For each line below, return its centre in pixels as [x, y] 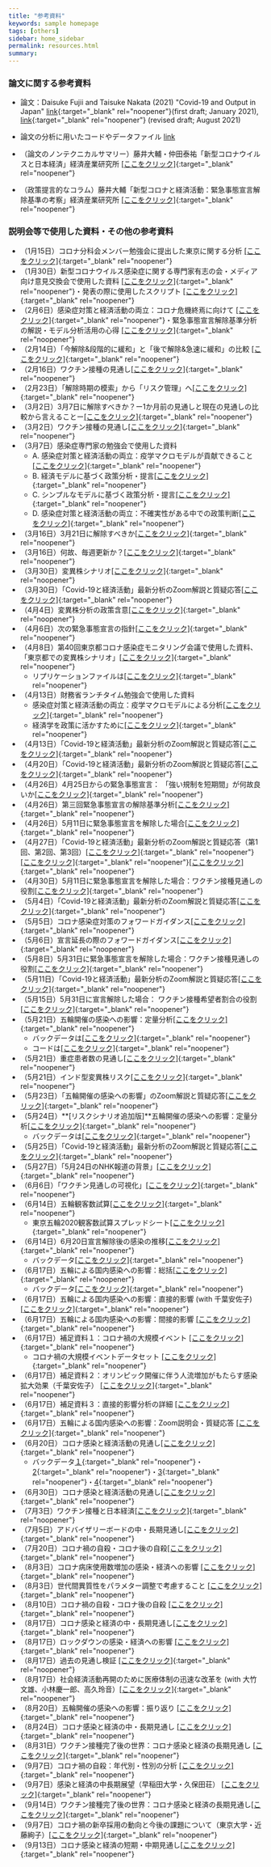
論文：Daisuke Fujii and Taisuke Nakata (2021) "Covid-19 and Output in [138, 103]
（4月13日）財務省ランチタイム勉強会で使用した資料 [107, 694]
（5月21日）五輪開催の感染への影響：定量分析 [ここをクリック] [124, 1019]
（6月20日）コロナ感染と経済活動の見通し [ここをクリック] [118, 1443]
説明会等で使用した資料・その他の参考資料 [91, 231]
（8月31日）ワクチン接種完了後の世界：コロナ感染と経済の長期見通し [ [138, 1745]
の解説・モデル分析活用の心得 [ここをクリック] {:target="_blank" [127, 330]
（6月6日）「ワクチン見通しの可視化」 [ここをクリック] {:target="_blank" [139, 1185]
